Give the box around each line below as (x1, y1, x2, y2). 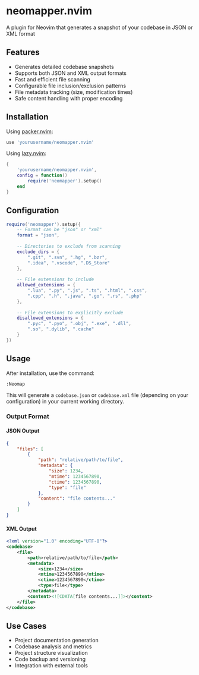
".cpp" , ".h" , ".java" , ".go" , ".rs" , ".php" (27, 293, 143, 299)
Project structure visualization (14, 649, 88, 657)
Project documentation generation (14, 637, 99, 644)
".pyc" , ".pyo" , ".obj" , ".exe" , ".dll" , (27, 321, 132, 327)
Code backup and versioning (14, 655, 86, 663)
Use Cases (6, 621, 47, 631)
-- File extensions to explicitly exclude (17, 310, 124, 316)
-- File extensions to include (17, 276, 94, 283)
